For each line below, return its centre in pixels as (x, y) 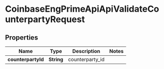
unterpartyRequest (45, 19)
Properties (22, 37)
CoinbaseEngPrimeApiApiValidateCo (82, 9)
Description (86, 51)
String (56, 59)
